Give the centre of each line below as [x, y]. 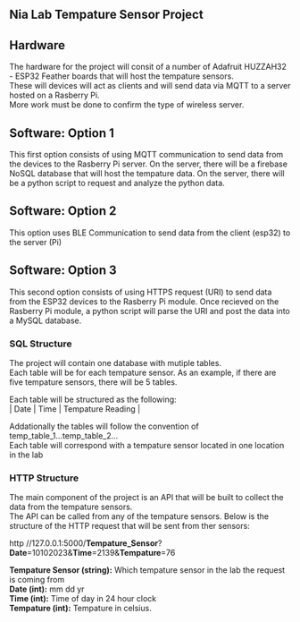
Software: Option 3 [63, 271]
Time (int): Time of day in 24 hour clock [83, 599]
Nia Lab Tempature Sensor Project [106, 15]
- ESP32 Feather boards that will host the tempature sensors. [121, 76]
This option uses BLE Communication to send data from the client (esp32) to [150, 233]
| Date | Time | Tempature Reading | [75, 409]
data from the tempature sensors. [71, 507]
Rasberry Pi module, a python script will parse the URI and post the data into [150, 311]
